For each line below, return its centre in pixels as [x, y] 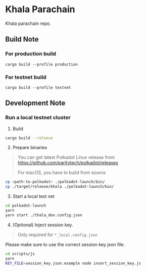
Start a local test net [33, 196]
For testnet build [26, 77]
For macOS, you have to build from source [62, 173]
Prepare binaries [30, 148]
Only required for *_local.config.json [57, 234]
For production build [31, 54]
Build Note [22, 39]
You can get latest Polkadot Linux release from [66, 157]
